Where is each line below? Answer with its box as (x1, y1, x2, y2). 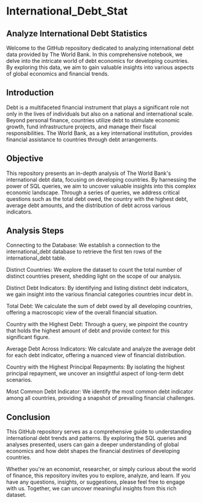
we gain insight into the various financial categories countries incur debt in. (6, 291, 193, 298)
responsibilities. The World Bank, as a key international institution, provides (6, 129, 193, 137)
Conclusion (6, 412, 51, 422)
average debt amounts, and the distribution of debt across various (6, 202, 171, 209)
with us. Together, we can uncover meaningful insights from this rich (6, 485, 177, 492)
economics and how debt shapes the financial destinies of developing (6, 447, 180, 455)
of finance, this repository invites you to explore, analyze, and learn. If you (6, 472, 191, 479)
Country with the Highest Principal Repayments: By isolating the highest (6, 363, 185, 370)
